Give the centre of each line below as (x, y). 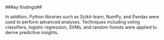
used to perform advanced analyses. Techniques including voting (72, 22)
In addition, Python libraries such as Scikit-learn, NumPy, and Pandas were (82, 17)
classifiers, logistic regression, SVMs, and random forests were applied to (81, 27)
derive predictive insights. (32, 32)
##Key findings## (24, 7)
